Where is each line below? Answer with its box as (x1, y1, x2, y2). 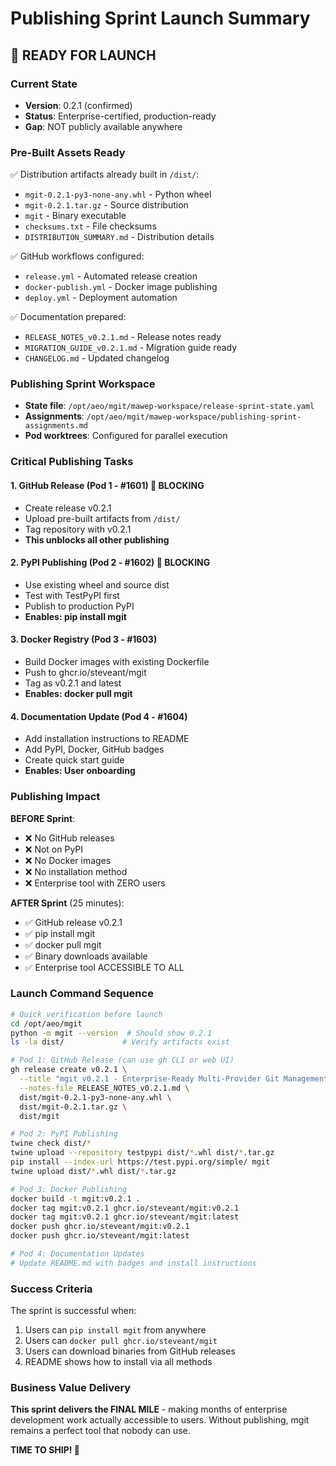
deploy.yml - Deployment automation (24, 292, 178, 304)
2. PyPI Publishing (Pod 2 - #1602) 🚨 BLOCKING (10, 557, 211, 569)
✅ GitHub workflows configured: (10, 250, 145, 262)
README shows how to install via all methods (24, 1356, 213, 1368)
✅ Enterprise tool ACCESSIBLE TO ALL (24, 961, 185, 973)
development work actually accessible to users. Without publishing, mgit (10, 1414, 310, 1426)
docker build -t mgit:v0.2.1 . (10, 1193, 141, 1204)
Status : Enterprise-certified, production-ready (24, 110, 217, 122)
